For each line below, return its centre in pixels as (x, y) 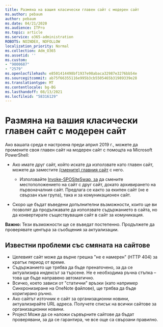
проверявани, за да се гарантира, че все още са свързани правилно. (85, 319)
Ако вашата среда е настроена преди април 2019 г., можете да (72, 145)
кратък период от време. (39, 262)
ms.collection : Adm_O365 (30, 51)
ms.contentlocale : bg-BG (30, 87)
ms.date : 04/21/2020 (26, 23)
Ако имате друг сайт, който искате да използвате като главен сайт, (83, 164)
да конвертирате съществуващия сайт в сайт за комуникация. (78, 215)
